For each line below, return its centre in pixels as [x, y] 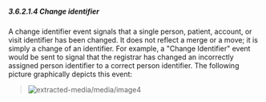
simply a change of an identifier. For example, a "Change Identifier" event [129, 48]
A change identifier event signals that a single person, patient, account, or [130, 31]
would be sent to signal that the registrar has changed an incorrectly [121, 57]
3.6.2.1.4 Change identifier [54, 11]
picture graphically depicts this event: [71, 74]
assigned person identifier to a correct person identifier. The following [124, 65]
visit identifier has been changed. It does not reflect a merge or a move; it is [133, 39]
